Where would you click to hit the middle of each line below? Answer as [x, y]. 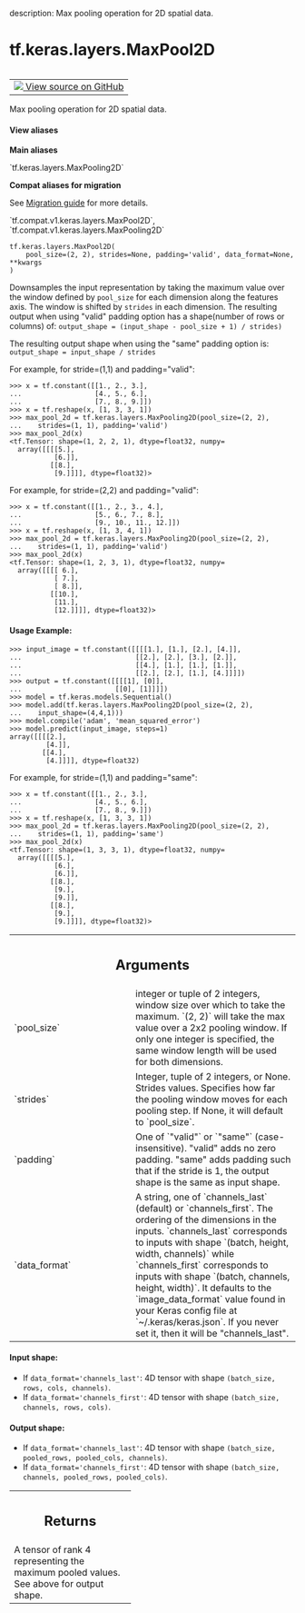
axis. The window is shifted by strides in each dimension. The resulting [143, 307]
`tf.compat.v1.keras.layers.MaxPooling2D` [87, 230]
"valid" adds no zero [233, 1148]
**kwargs [26, 263]
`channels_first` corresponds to [202, 1265]
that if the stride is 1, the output [202, 1170]
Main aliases [34, 150]
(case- [270, 1137]
